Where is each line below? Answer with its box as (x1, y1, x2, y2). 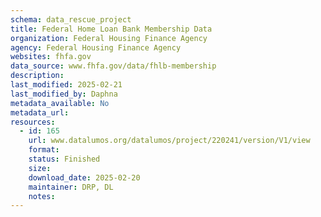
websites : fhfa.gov (10, 52, 92, 62)
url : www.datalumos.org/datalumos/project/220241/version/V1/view (28, 136, 311, 146)
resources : (10, 117, 56, 127)
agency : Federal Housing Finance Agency (10, 42, 182, 53)
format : (28, 145, 60, 155)
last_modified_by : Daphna (10, 89, 118, 99)
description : (10, 71, 65, 81)
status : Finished (28, 154, 101, 164)
